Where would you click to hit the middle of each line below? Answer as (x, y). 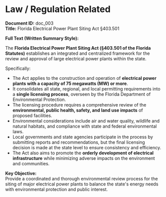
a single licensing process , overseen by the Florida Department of (81, 94)
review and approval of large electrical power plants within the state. (76, 58)
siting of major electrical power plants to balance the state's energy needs (82, 184)
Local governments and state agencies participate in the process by (83, 137)
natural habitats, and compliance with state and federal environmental (85, 126)
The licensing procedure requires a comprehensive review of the (79, 105)
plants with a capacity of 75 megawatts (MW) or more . (70, 83)
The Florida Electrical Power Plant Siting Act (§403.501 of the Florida (78, 48)
